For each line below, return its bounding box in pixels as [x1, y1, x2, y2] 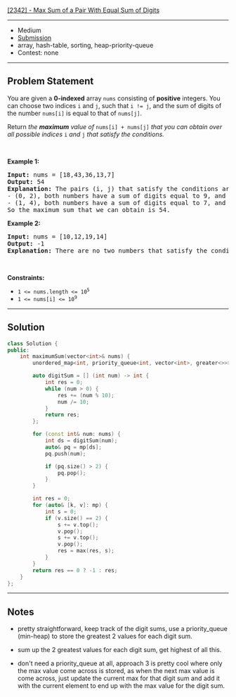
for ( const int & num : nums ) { [32, 431, 121, 438]
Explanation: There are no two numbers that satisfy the [7, 246, 208, 255]
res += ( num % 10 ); [57, 392, 114, 399]
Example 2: [7, 219, 41, 227]
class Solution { [7, 340, 58, 347]
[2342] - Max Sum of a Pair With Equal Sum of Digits [7, 6, 160, 14]
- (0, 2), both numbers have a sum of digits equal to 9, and [7, 192, 226, 199]
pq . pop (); [57, 470, 86, 477]
